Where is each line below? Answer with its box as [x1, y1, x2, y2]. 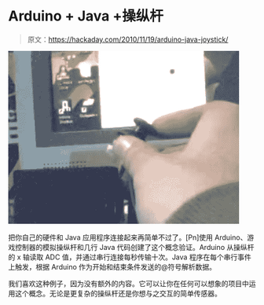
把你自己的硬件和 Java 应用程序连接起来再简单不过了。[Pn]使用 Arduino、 [8, 233, 247, 242]
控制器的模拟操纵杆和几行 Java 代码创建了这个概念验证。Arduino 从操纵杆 [14, 242, 255, 252]
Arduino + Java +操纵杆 [8, 7, 163, 25]
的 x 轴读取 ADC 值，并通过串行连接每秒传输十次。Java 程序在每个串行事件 [8, 252, 251, 262]
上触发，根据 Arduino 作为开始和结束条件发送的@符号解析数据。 [8, 262, 216, 271]
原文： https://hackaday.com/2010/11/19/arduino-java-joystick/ [27, 35, 229, 44]
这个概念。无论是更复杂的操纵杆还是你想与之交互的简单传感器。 [14, 288, 222, 298]
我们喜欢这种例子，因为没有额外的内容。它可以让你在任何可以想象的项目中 [8, 278, 249, 288]
